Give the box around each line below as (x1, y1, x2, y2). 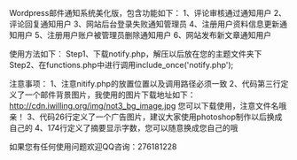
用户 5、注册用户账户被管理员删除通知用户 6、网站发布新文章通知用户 (16, 30, 272, 40)
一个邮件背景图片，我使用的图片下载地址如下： (24, 89, 196, 100)
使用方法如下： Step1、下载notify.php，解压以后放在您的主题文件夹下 (9, 49, 262, 59)
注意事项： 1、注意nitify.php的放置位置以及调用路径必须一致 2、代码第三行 (9, 79, 281, 88)
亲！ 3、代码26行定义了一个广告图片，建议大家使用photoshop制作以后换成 (9, 111, 283, 122)
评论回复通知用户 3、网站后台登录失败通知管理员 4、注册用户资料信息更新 (9, 19, 280, 29)
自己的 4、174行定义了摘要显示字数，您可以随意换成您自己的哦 (9, 123, 238, 133)
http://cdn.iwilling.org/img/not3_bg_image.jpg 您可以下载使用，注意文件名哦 (9, 101, 287, 110)
